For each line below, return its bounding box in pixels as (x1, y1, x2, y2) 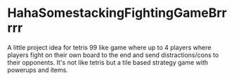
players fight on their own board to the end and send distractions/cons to (7, 51, 219, 59)
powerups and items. (7, 66, 68, 74)
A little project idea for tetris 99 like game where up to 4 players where (7, 43, 212, 51)
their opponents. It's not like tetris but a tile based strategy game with (7, 58, 209, 66)
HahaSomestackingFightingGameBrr (7, 5, 227, 21)
